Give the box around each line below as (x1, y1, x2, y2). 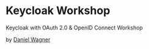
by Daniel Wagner (5, 36, 51, 43)
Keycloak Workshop (5, 4, 111, 18)
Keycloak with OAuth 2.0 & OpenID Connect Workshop (5, 24, 143, 31)
